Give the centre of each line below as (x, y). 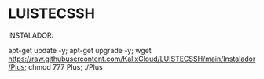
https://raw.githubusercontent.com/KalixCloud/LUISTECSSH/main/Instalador (132, 59)
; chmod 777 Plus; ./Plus (64, 66)
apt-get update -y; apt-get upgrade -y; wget (80, 50)
